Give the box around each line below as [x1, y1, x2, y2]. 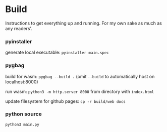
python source [5, 110, 42, 117]
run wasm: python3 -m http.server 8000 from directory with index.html [5, 88, 154, 94]
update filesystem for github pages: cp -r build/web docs [5, 98, 126, 104]
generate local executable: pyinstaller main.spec [5, 49, 109, 56]
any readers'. [5, 25, 33, 31]
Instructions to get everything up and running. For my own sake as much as [5, 20, 162, 26]
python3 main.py [5, 122, 39, 127]
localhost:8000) [5, 79, 39, 85]
